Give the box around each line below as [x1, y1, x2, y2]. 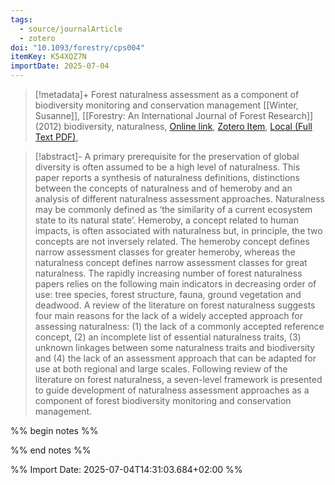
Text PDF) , [34, 131, 79, 143]
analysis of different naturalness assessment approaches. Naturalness [34, 193, 325, 205]
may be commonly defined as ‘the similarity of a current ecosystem [34, 204, 313, 215]
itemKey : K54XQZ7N [10, 52, 87, 62]
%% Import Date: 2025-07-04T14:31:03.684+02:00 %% [10, 464, 243, 475]
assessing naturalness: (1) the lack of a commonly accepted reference [34, 321, 325, 332]
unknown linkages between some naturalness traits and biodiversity [34, 342, 316, 353]
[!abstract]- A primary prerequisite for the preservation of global [34, 151, 300, 162]
